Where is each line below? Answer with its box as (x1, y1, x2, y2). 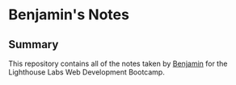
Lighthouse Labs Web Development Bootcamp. (8, 67, 166, 77)
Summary (8, 38, 59, 51)
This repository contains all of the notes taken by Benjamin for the (8, 59, 228, 68)
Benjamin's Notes (8, 6, 129, 24)
